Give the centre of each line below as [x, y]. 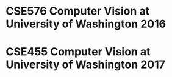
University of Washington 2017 [86, 65]
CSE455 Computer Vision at [78, 52]
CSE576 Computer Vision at [78, 11]
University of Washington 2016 [86, 24]
